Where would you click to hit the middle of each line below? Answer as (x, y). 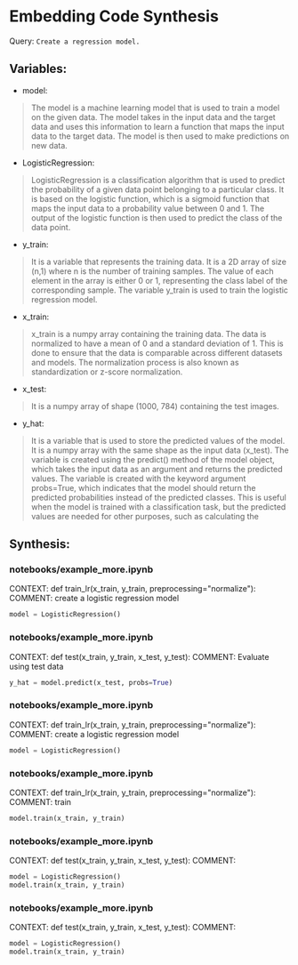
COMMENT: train (40, 801)
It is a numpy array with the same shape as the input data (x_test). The (160, 450)
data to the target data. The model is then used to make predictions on (160, 136)
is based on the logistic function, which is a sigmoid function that (150, 198)
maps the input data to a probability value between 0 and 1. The (148, 208)
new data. (49, 145)
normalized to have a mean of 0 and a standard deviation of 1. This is (157, 343)
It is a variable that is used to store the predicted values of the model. (158, 440)
